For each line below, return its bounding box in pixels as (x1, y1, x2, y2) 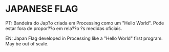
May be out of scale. (5, 40, 49, 46)
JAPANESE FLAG (5, 3, 78, 15)
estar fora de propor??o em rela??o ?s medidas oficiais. (5, 25, 122, 31)
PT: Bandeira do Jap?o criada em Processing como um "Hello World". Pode (5, 20, 164, 26)
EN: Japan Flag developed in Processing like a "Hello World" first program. (5, 35, 163, 41)
